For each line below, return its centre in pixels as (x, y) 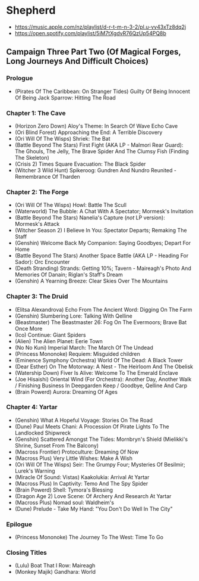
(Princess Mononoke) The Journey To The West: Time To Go (89, 537)
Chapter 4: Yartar (32, 407)
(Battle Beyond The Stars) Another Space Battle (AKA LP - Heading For (102, 256)
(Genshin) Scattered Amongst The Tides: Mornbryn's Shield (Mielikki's (101, 439)
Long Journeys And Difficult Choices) (77, 61)
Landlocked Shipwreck (43, 433)
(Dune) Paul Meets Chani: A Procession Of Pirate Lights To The (92, 426)
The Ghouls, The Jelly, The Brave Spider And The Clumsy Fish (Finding (102, 151)
